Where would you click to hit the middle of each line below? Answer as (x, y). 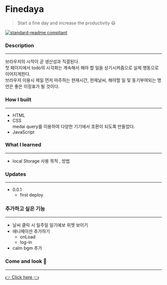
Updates (16, 174)
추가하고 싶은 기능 (25, 209)
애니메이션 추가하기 (31, 231)
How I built (18, 99)
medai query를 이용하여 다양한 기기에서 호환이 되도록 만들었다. (74, 126)
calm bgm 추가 (27, 248)
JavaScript (23, 132)
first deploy (32, 195)
